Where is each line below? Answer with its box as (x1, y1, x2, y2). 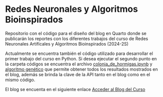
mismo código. (5, 77, 36, 83)
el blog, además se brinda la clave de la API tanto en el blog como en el (5, 71, 151, 77)
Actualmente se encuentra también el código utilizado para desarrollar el (5, 50, 153, 56)
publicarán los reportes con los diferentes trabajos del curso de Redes (5, 36, 148, 42)
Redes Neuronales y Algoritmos (5, 3, 138, 15)
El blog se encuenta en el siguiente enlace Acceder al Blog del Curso (5, 86, 146, 92)
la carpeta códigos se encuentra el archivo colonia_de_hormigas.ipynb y (5, 61, 153, 67)
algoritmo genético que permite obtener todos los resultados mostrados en (5, 66, 158, 72)
